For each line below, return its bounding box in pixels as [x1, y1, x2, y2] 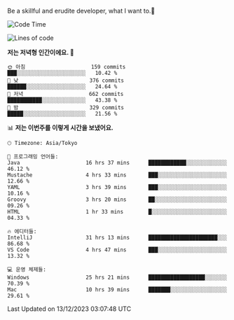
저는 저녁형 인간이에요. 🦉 [7, 48, 75, 56]
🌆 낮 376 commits [7, 77, 125, 84]
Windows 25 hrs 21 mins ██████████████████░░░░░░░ [7, 274, 228, 281]
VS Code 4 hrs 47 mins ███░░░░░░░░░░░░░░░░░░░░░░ [7, 246, 228, 253]
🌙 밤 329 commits [7, 104, 125, 111]
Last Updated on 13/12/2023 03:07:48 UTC [7, 305, 132, 313]
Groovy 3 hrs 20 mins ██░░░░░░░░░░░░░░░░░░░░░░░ [7, 196, 228, 203]
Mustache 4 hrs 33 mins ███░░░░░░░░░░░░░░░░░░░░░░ [7, 172, 228, 179]
